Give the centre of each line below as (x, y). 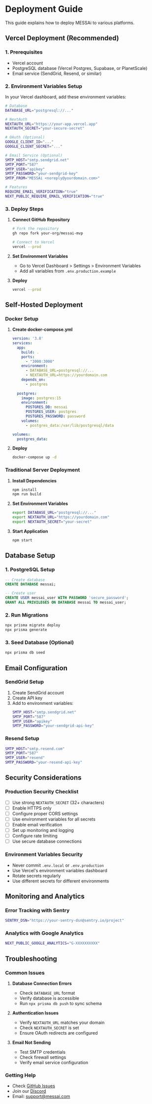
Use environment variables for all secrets (54, 819)
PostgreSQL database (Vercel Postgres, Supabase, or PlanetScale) (80, 68)
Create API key (27, 698)
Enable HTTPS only (32, 808)
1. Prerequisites (24, 52)
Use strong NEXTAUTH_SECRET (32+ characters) (58, 802)
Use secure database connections (47, 841)
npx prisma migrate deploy (33, 625)
